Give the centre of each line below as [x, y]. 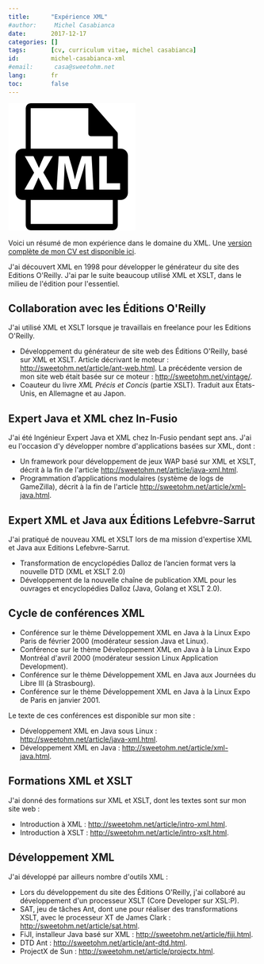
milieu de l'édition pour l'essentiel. [64, 283]
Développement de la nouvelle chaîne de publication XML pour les [128, 580]
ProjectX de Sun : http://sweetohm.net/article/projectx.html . [117, 951]
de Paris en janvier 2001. [60, 700]
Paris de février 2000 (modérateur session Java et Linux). [114, 641]
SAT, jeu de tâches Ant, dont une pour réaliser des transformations [128, 908]
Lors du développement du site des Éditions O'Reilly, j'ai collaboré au [132, 892]
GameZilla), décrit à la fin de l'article [79, 487]
